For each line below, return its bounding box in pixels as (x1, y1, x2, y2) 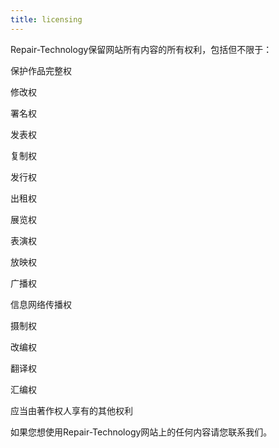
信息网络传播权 (10, 298, 72, 310)
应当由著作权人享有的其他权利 (10, 404, 133, 416)
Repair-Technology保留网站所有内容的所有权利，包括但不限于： (10, 43, 273, 55)
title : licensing (10, 14, 83, 25)
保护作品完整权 (10, 64, 72, 76)
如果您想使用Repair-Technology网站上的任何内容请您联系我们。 (10, 426, 273, 438)
